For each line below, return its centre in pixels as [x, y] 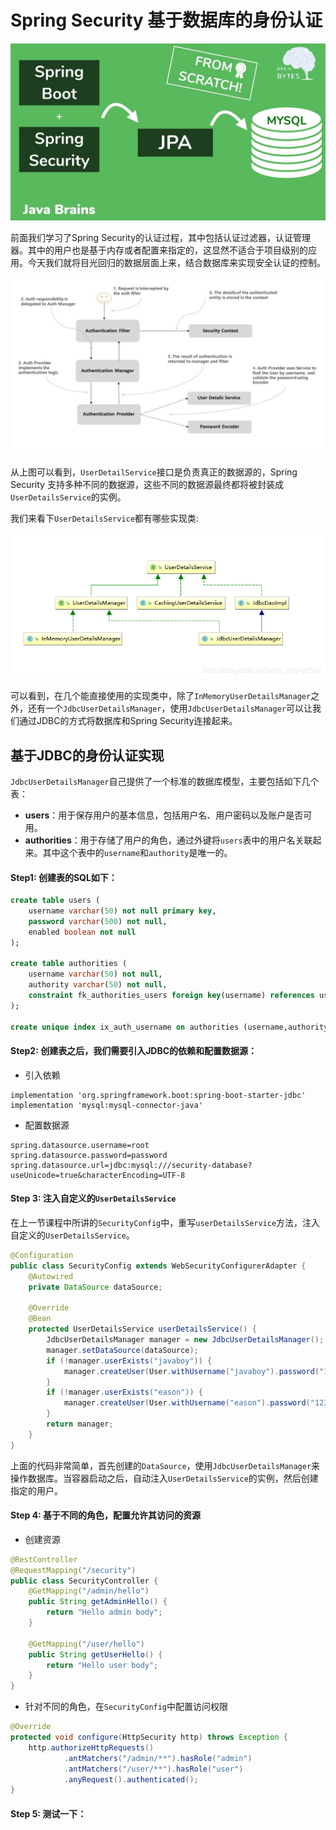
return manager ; [80, 1424]
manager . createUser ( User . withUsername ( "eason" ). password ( [187, 1403]
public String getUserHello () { [95, 1654]
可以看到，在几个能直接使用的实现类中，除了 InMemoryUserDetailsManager [161, 696]
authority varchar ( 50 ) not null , [98, 985]
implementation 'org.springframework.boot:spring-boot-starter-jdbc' [158, 1095]
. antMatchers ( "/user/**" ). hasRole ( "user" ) [153, 1769]
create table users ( [55, 901]
